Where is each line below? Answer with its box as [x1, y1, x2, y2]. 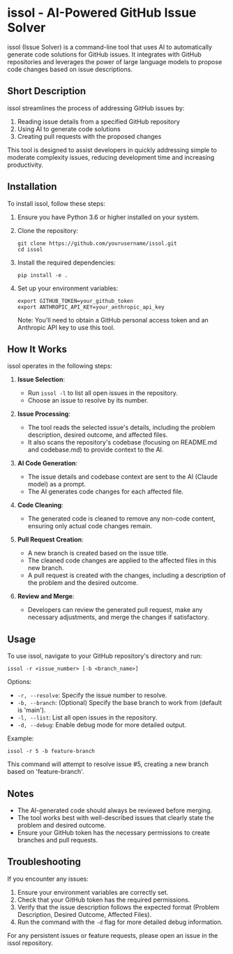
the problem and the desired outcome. [27, 579, 138, 587]
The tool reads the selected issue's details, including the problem [27, 424, 216, 432]
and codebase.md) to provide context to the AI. [27, 445, 164, 454]
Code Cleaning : [17, 501, 64, 509]
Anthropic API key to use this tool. [17, 323, 115, 331]
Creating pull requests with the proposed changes [17, 132, 162, 140]
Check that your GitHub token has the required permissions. [17, 895, 190, 904]
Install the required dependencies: [17, 258, 116, 267]
